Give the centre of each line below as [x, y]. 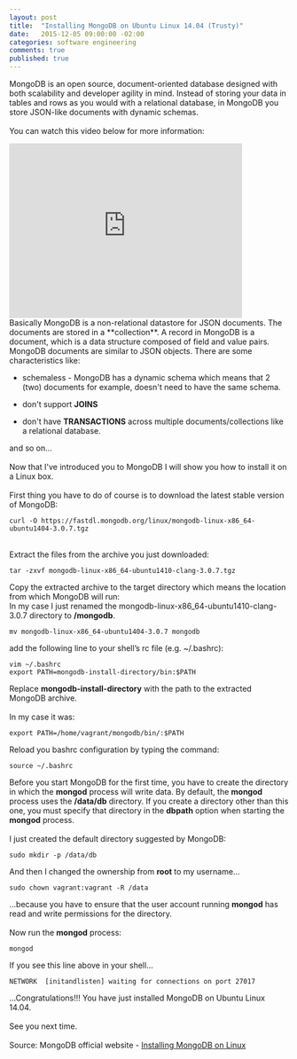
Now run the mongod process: [66, 933]
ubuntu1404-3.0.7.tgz [49, 529]
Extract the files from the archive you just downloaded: [109, 554]
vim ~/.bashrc [35, 664]
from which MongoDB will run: [65, 596]
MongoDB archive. [43, 698]
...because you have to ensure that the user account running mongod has [144, 904]
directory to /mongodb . [72, 616]
